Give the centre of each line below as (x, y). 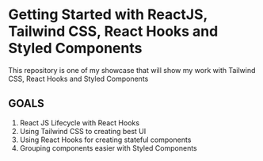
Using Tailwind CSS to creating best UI (83, 131)
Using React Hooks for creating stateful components (105, 140)
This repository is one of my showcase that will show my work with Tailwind (132, 70)
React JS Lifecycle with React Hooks (80, 123)
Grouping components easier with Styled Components (108, 148)
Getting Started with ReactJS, (108, 15)
